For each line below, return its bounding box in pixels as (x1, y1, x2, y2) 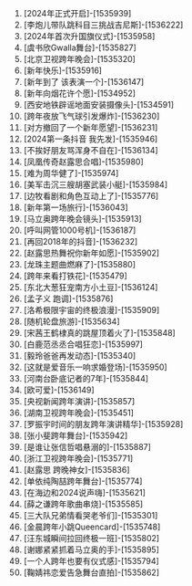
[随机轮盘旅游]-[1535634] (23, 316, 120, 327)
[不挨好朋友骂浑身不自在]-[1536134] (23, 145, 158, 155)
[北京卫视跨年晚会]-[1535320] (23, 54, 136, 64)
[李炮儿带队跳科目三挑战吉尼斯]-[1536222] (23, 19, 184, 30)
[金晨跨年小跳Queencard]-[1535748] (23, 521, 161, 532)
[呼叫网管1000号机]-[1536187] (23, 225, 136, 235)
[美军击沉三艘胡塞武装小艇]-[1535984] (23, 179, 168, 190)
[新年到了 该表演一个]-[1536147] (23, 77, 145, 87)
